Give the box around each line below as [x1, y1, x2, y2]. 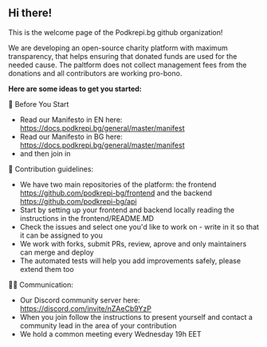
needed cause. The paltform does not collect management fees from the [8, 60, 247, 69]
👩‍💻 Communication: [8, 279, 74, 290]
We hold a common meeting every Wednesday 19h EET [19, 329, 202, 338]
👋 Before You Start [8, 99, 69, 108]
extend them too [19, 264, 74, 274]
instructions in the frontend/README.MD [19, 213, 154, 223]
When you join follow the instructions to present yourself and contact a [19, 312, 253, 321]
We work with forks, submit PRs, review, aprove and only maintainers [19, 239, 247, 248]
